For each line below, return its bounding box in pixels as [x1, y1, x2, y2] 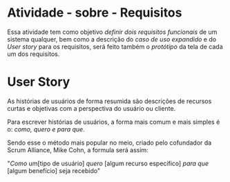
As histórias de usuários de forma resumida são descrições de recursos [7, 97, 212, 105]
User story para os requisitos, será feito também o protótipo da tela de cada [7, 42, 223, 51]
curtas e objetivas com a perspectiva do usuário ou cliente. [7, 104, 176, 112]
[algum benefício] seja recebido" [7, 166, 101, 174]
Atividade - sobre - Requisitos [7, 5, 182, 21]
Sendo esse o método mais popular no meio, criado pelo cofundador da [7, 138, 212, 147]
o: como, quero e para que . [7, 125, 85, 133]
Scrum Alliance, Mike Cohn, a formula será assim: [7, 145, 148, 154]
